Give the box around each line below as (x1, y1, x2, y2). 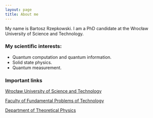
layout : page (5, 7, 32, 12)
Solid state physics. (12, 59, 52, 65)
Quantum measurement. (12, 65, 62, 71)
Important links (5, 77, 43, 84)
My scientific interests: (5, 43, 62, 50)
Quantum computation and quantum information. (12, 54, 112, 60)
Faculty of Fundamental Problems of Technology (5, 98, 105, 104)
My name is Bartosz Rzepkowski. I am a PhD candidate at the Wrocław (5, 25, 149, 31)
